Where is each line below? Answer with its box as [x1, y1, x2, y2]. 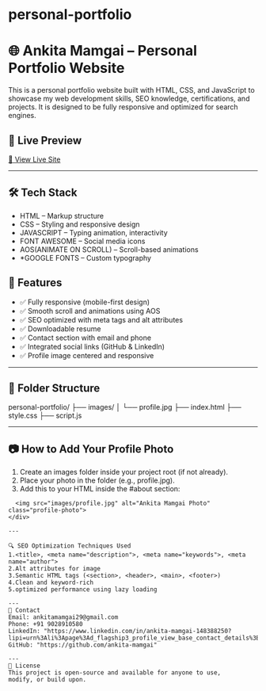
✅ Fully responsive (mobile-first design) [19, 297, 150, 307]
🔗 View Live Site [8, 155, 61, 164]
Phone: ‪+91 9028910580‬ [8, 620, 83, 628]
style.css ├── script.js [8, 410, 82, 421]
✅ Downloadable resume [19, 323, 101, 334]
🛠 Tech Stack [8, 186, 78, 200]
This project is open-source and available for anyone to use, [8, 669, 222, 677]
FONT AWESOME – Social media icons [19, 236, 146, 246]
